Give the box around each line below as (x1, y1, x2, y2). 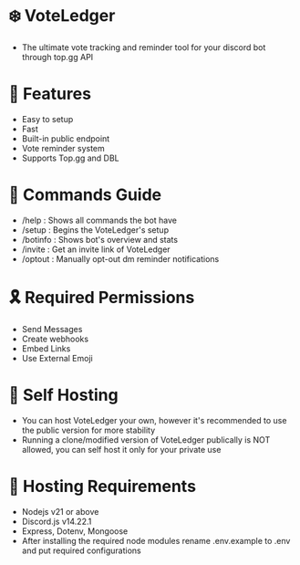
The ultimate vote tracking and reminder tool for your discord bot (21, 41, 266, 53)
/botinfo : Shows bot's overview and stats (21, 234, 179, 245)
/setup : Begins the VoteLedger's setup (21, 224, 170, 235)
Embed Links (21, 342, 71, 354)
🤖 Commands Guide (8, 184, 162, 205)
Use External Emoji (21, 352, 93, 363)
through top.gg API (21, 51, 94, 62)
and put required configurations (21, 545, 142, 556)
